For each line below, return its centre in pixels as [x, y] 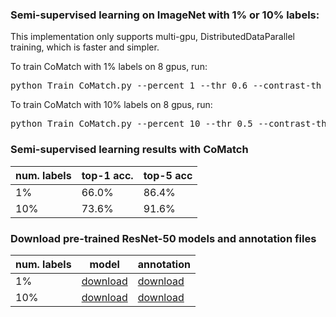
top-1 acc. [107, 175]
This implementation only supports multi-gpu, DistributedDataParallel [152, 37]
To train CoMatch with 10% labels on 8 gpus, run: [111, 105]
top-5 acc [168, 175]
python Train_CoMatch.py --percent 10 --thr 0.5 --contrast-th [168, 124]
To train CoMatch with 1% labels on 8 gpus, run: [109, 67]
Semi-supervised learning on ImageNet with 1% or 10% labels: [165, 15]
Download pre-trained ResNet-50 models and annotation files [163, 238]
